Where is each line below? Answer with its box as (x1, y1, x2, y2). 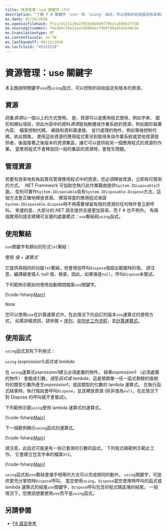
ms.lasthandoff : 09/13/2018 (5, 40, 64, 45)
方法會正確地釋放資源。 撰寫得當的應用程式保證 (9, 195, 107, 201)
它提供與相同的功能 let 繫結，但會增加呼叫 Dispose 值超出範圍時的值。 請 (5, 265, 151, 270)
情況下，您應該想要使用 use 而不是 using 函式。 (5, 490, 97, 496)
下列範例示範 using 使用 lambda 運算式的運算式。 (5, 404, 104, 410)
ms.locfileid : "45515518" (5, 44, 59, 49)
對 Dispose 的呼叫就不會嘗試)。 (5, 394, 70, 400)
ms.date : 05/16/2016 (5, 16, 48, 21)
